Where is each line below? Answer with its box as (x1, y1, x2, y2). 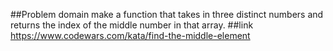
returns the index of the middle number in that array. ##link (10, 19, 254, 31)
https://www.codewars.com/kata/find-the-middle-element (10, 30, 251, 41)
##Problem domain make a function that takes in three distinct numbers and (10, 9, 324, 20)
